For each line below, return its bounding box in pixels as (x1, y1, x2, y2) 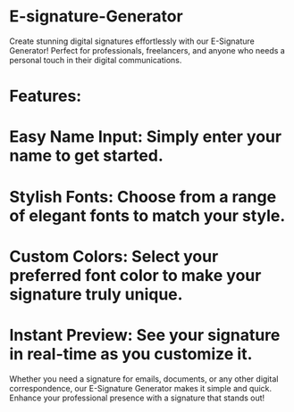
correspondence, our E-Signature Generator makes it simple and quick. (9, 383, 273, 393)
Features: (9, 87, 82, 106)
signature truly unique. (9, 284, 183, 304)
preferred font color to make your (9, 265, 262, 285)
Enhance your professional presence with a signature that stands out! (9, 392, 265, 403)
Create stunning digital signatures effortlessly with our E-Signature (9, 36, 255, 46)
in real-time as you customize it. (9, 343, 253, 364)
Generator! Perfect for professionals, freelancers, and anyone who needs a (9, 45, 286, 55)
